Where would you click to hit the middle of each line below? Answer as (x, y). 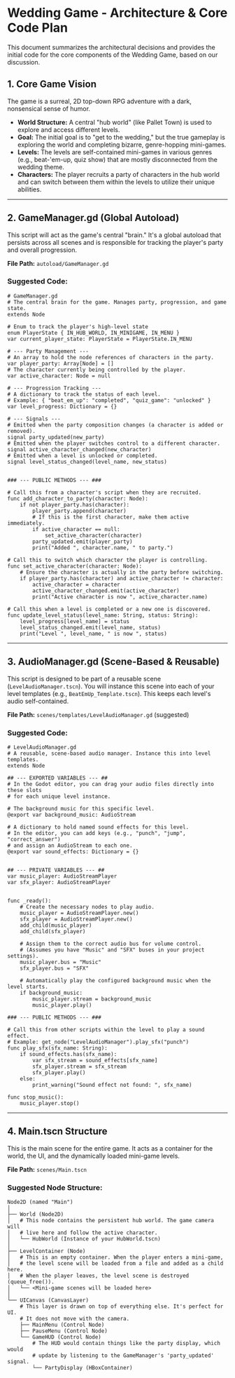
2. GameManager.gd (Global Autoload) (93, 218)
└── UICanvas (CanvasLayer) (48, 1300)
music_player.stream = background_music (92, 999)
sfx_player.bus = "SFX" (55, 968)
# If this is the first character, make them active (111, 517)
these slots (24, 790)
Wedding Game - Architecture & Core (117, 13)
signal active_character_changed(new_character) (79, 449)
